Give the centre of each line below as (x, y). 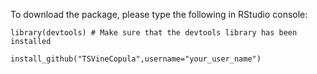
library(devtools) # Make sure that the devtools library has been (154, 33)
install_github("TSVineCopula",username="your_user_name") (136, 59)
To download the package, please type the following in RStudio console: (159, 14)
